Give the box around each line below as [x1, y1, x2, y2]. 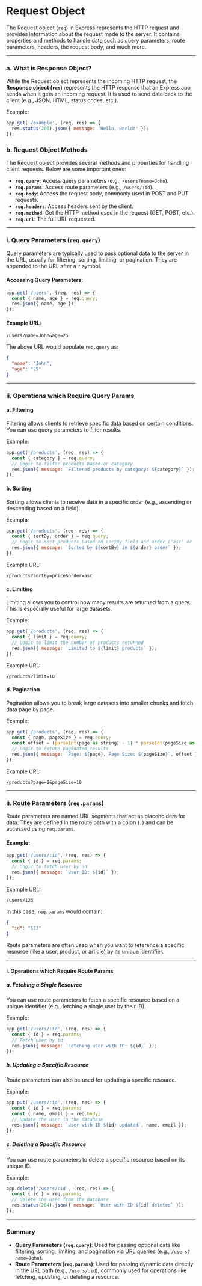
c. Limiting [6, 585, 33, 593]
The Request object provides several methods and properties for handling [6, 159, 189, 167]
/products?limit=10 [6, 673, 55, 679]
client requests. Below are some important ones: [6, 165, 126, 173]
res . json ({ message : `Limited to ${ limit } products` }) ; [11, 645, 158, 651]
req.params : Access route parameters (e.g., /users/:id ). [14, 183, 154, 191]
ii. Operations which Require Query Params [6, 391, 135, 400]
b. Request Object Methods [6, 145, 88, 154]
